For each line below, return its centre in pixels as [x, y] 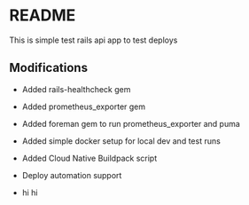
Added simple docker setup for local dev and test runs [121, 141]
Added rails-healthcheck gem [76, 89]
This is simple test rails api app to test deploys [93, 40]
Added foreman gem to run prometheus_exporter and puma [131, 123]
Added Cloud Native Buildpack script [89, 158]
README [43, 16]
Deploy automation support [72, 175]
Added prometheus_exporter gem [84, 106]
